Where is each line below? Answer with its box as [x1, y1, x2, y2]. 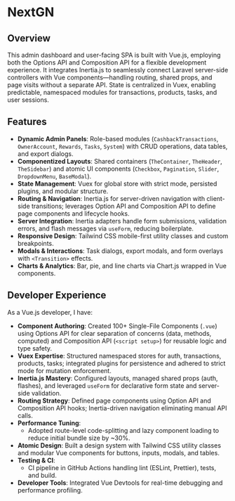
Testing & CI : [17, 456, 56, 464]
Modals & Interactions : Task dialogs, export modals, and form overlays [17, 247, 223, 255]
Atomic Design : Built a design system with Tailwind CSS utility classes [17, 441, 222, 450]
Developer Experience [7, 289, 107, 301]
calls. [17, 411, 33, 419]
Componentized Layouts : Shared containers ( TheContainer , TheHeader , [17, 157, 222, 165]
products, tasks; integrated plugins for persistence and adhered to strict [17, 359, 226, 367]
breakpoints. [17, 239, 54, 247]
